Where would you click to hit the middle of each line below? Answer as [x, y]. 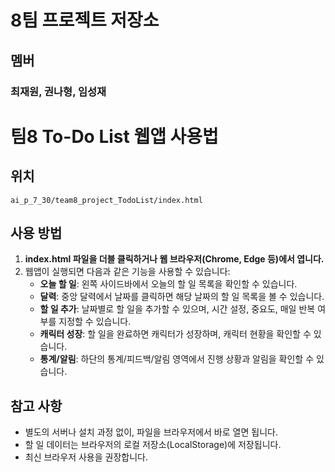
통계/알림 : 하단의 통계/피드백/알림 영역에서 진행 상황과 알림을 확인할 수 [177, 359]
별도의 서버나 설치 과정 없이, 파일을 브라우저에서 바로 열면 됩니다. [151, 432]
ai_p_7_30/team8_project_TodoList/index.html [106, 200]
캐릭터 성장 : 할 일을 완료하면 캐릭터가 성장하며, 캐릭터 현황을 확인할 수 [175, 334]
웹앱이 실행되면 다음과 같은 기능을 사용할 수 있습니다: [127, 272]
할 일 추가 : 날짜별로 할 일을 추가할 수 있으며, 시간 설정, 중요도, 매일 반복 [177, 309]
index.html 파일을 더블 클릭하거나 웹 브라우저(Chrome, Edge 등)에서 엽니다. [174, 259]
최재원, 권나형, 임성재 [58, 91]
